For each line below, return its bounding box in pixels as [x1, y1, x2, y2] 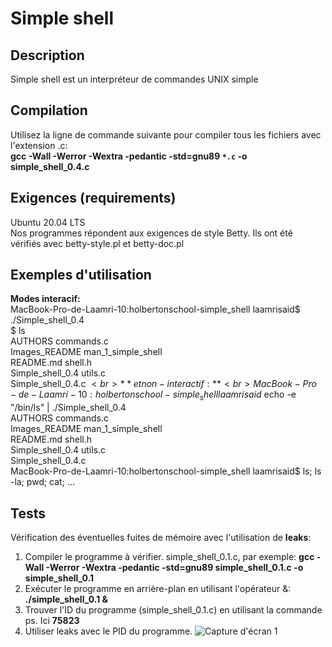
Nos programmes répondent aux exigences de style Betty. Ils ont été [10, 227, 293, 239]
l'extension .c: [10, 139, 68, 151]
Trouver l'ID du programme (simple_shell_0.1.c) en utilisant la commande [24, 604, 323, 616]
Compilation [10, 102, 88, 119]
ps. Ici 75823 [24, 615, 80, 627]
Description [10, 47, 85, 64]
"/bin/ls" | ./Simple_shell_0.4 [10, 402, 127, 414]
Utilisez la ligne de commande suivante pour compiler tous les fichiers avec [10, 128, 322, 141]
